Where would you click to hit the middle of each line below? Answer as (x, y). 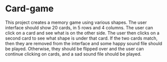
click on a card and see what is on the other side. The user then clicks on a (82, 33)
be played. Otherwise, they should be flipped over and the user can (74, 49)
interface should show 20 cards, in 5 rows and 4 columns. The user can (79, 27)
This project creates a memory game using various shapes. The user (76, 22)
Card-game (29, 9)
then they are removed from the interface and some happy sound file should (84, 43)
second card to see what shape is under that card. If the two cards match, (81, 38)
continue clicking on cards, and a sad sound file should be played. (73, 54)
